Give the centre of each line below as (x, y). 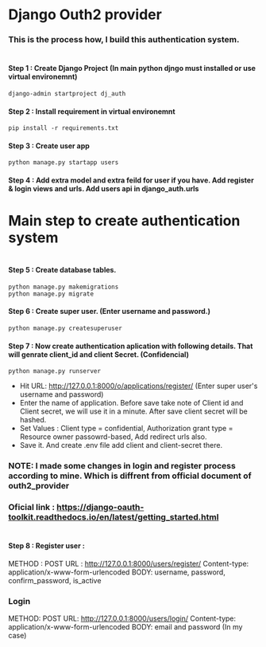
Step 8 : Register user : (46, 546)
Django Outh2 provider (85, 15)
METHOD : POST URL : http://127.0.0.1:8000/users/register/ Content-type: (129, 563)
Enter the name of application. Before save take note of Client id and (131, 403)
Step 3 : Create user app (49, 146)
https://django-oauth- (100, 508)
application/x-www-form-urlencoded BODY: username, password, (117, 572)
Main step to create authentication (124, 221)
